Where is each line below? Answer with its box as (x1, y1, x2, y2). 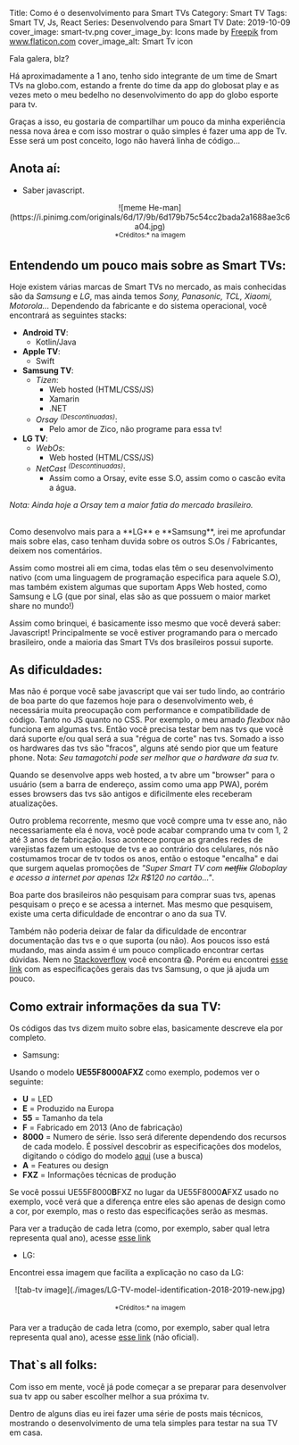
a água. (48, 482, 77, 493)
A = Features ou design (21, 1160, 109, 1171)
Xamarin (48, 394, 80, 404)
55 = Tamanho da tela (21, 1113, 104, 1124)
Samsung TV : (21, 365, 74, 376)
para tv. (9, 99, 37, 110)
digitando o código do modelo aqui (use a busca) (21, 1150, 203, 1161)
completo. (9, 1033, 46, 1043)
